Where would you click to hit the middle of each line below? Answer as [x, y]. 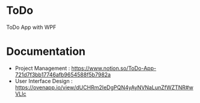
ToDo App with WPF [31, 27]
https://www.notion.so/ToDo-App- [114, 68]
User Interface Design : [44, 81]
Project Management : [42, 68]
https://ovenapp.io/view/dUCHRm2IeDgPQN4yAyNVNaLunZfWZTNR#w [104, 87]
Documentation [46, 51]
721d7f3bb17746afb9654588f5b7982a [63, 74]
